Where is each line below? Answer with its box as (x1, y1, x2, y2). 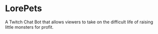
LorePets (5, 3, 42, 14)
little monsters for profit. (5, 24, 54, 30)
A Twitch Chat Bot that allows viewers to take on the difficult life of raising (5, 19, 154, 25)
